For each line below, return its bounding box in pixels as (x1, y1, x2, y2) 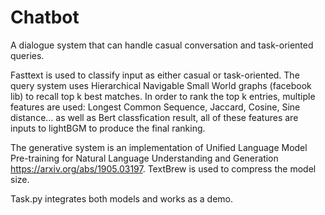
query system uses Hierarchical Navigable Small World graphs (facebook (10, 79, 312, 91)
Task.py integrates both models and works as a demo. (10, 192, 234, 205)
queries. (10, 49, 45, 61)
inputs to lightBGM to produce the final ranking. (10, 122, 206, 134)
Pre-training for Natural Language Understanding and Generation (10, 152, 279, 164)
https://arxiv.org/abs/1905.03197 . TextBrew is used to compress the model (10, 162, 317, 175)
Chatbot (10, 6, 80, 29)
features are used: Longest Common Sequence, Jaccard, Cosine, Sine (10, 101, 301, 113)
